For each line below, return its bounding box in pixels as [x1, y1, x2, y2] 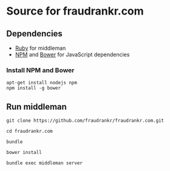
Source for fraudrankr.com [6, 4, 144, 18]
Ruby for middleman [15, 44, 66, 52]
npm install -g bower [6, 85, 61, 92]
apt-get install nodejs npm [6, 80, 78, 86]
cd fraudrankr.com [6, 129, 53, 135]
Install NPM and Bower [6, 65, 75, 74]
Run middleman [6, 101, 67, 112]
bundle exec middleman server [6, 160, 83, 166]
